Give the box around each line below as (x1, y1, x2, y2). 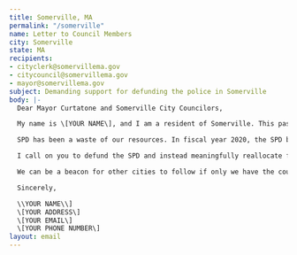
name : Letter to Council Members (9, 29, 133, 38)
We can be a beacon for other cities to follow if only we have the (17, 167, 275, 176)
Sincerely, (17, 183, 57, 192)
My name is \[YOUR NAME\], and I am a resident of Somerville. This (17, 120, 275, 128)
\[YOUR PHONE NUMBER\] (17, 224, 101, 233)
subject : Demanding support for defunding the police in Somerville (9, 87, 267, 96)
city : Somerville (9, 37, 73, 47)
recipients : (9, 54, 53, 63)
